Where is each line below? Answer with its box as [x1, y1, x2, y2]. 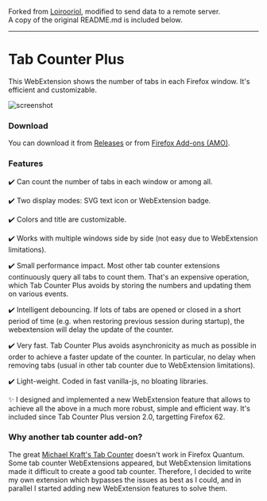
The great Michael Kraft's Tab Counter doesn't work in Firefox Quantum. [8, 449, 245, 459]
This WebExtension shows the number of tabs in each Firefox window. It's [8, 76, 250, 86]
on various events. [8, 289, 69, 299]
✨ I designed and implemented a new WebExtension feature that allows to [8, 395, 250, 404]
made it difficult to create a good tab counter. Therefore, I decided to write [8, 466, 252, 476]
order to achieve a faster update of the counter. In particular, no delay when [8, 352, 256, 361]
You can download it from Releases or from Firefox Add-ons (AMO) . [8, 138, 230, 148]
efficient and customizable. [8, 85, 98, 94]
